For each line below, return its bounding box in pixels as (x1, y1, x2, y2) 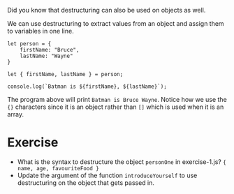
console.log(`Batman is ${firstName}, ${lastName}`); (7, 83, 168, 90)
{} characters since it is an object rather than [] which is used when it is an (7, 103, 224, 111)
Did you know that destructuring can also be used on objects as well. (7, 6, 206, 14)
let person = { (7, 40, 52, 47)
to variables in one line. (7, 27, 75, 35)
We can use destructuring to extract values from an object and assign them (7, 20, 225, 27)
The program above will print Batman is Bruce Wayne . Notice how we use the (7, 96, 227, 103)
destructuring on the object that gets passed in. (17, 178, 155, 187)
